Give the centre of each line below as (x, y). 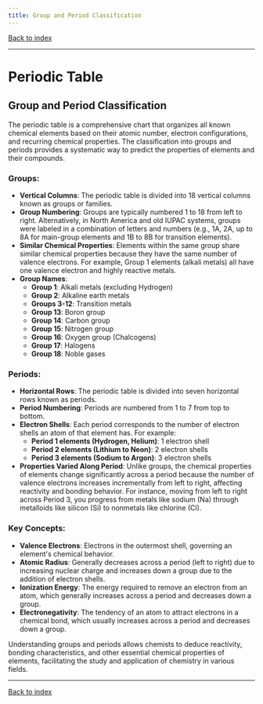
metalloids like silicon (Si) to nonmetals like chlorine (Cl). (110, 508)
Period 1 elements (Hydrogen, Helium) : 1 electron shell (120, 441)
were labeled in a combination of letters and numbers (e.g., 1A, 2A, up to (136, 228)
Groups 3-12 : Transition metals (81, 304)
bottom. (32, 416)
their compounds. (36, 158)
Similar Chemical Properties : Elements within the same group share (130, 245)
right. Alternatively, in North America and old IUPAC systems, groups (130, 220)
